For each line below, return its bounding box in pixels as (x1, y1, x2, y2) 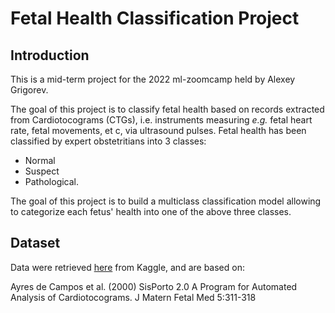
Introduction (10, 47, 90, 64)
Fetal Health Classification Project (10, 7, 300, 30)
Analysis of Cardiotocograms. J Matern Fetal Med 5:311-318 (10, 291, 257, 303)
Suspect (24, 165, 60, 177)
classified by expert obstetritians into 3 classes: (10, 135, 207, 147)
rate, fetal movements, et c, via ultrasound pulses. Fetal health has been (10, 125, 307, 136)
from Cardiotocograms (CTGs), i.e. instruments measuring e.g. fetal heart (10, 114, 313, 126)
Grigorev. (10, 84, 49, 96)
